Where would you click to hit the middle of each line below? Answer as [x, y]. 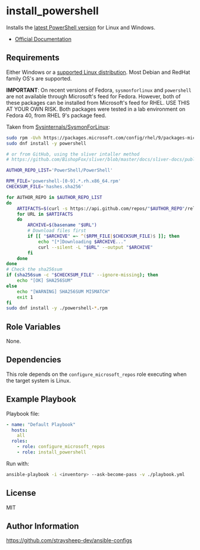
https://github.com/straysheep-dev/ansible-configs [69, 540]
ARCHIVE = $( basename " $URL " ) [62, 225]
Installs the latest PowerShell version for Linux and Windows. [81, 27]
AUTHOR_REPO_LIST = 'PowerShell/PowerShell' [60, 170]
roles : [20, 441]
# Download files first [57, 231]
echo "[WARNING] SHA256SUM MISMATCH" [64, 291]
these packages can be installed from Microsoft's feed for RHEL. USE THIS [98, 102]
